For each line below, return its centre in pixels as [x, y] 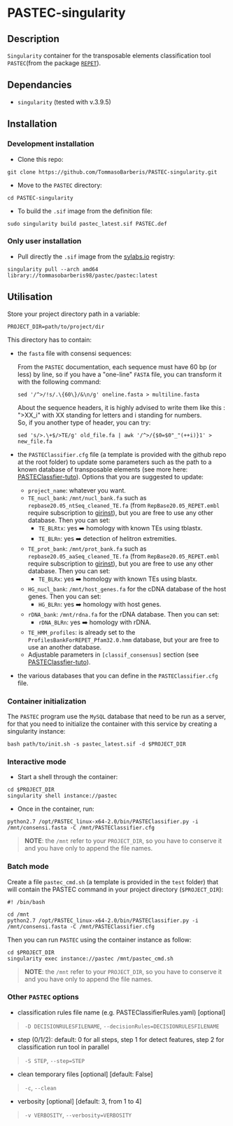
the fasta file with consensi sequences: [74, 353]
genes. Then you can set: [64, 596]
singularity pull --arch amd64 [53, 269]
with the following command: [59, 382]
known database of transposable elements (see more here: [103, 469]
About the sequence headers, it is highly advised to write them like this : [121, 407]
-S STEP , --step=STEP [55, 1060]
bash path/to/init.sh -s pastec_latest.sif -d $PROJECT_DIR [97, 744]
